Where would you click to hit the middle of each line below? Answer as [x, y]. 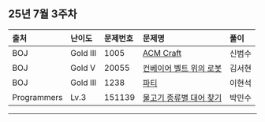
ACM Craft [162, 53]
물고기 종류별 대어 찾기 [182, 98]
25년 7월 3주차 [43, 14]
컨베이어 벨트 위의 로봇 [182, 68]
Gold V [83, 68]
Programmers [37, 97]
